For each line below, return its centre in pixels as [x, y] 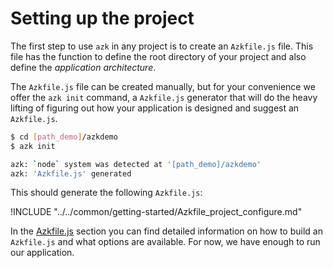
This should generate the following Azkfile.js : [106, 193]
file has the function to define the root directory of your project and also [158, 56]
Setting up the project [102, 18]
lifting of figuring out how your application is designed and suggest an [155, 108]
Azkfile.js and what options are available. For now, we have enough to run [165, 242]
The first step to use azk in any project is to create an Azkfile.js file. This [162, 46]
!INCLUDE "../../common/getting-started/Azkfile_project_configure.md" [156, 212]
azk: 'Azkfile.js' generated [71, 173]
